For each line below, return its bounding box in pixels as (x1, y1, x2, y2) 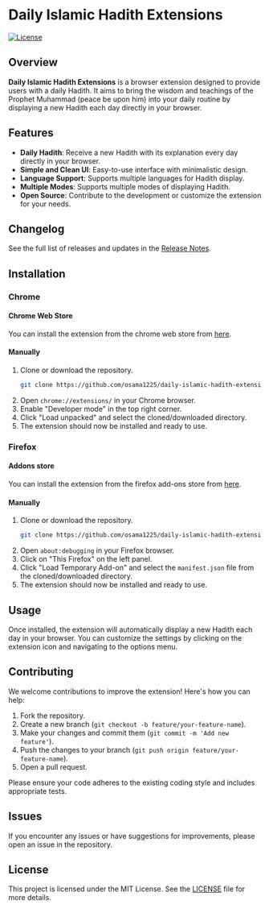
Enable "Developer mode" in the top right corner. (19, 404, 182, 413)
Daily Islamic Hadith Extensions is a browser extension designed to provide (8, 77, 261, 86)
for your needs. (19, 199, 71, 209)
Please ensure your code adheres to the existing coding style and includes (8, 778, 255, 787)
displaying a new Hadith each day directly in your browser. (8, 102, 202, 112)
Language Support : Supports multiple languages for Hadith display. (19, 173, 245, 183)
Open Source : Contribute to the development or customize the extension (19, 190, 262, 200)
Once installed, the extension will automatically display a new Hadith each (8, 625, 253, 634)
